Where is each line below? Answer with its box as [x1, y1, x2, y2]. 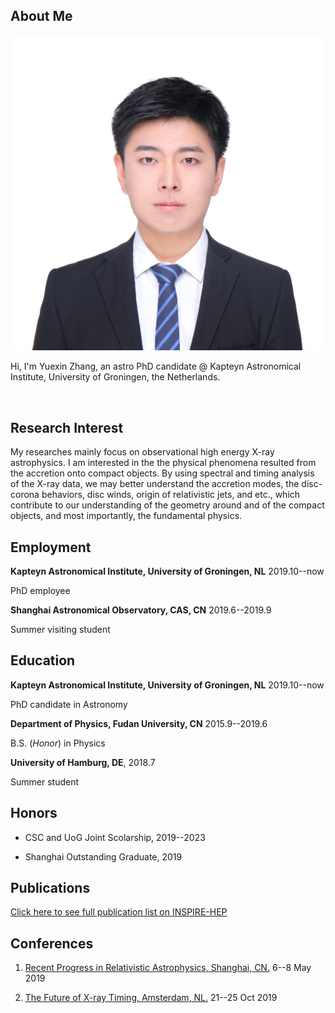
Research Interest [10, 419, 124, 436]
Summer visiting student [10, 623, 111, 635]
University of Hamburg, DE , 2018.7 [10, 756, 156, 768]
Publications [10, 879, 91, 896]
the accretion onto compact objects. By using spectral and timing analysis [10, 467, 315, 479]
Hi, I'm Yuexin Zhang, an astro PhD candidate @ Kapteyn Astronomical [10, 360, 302, 373]
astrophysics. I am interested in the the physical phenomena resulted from [10, 457, 317, 469]
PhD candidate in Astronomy [10, 698, 128, 710]
